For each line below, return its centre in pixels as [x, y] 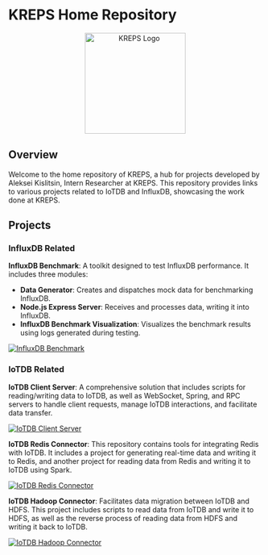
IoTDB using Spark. [40, 469]
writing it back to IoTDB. [48, 527]
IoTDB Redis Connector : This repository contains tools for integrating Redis [134, 444]
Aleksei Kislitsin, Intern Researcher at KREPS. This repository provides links [133, 182]
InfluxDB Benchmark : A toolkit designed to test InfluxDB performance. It [129, 266]
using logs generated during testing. [80, 333]
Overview [33, 155]
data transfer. [31, 412]
